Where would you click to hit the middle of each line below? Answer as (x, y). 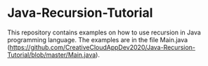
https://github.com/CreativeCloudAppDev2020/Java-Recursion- (102, 47)
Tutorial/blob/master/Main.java (52, 55)
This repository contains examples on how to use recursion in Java (104, 32)
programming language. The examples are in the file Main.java (98, 39)
